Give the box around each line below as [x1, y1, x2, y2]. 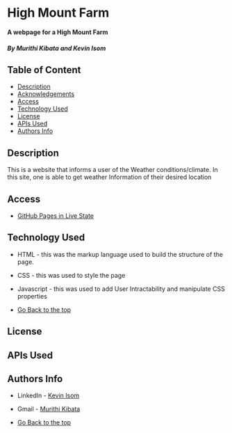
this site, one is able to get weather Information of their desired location [7, 173, 212, 182]
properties [17, 292, 47, 300]
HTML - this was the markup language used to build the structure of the [17, 250, 224, 258]
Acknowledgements [17, 90, 75, 98]
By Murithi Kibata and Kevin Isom [7, 44, 106, 52]
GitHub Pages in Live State [17, 211, 94, 220]
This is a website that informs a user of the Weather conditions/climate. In [7, 166, 218, 174]
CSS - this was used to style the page [17, 271, 126, 279]
